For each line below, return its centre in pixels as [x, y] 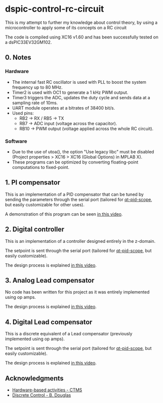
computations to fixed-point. [41, 167]
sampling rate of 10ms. [35, 103]
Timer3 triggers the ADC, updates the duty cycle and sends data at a [81, 97]
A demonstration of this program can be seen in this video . [64, 214]
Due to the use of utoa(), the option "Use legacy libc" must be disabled [83, 151]
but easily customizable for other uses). [45, 204]
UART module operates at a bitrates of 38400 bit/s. [63, 108]
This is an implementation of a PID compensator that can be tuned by [74, 194]
